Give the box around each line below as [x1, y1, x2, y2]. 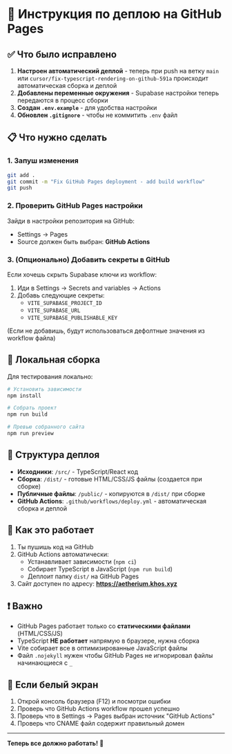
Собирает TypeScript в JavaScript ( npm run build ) [27, 564, 173, 573]
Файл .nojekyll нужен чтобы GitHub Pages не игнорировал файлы [17, 652, 213, 660]
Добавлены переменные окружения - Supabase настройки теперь [17, 89, 220, 97]
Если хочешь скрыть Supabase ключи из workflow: [7, 270, 157, 279]
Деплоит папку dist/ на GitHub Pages [27, 572, 139, 580]
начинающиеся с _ [17, 659, 73, 667]
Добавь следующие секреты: [17, 291, 105, 300]
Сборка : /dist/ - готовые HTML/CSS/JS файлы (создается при [17, 475, 202, 483]
